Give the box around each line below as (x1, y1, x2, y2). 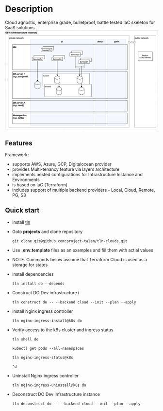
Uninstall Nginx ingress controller (12, 373, 79, 378)
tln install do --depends (12, 281, 65, 286)
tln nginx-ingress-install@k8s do (12, 318, 82, 323)
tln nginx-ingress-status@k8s (12, 355, 74, 360)
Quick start (5, 206, 40, 214)
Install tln (12, 219, 31, 225)
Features (5, 139, 33, 147)
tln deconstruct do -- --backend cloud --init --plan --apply (12, 401, 141, 406)
